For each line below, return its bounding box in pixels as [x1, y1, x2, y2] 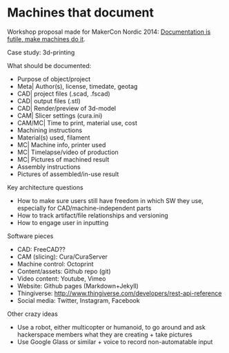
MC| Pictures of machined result [17, 155, 110, 163]
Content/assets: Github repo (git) [17, 267, 111, 275]
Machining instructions [17, 126, 83, 134]
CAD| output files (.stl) [17, 96, 81, 105]
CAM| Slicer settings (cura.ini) [17, 111, 103, 120]
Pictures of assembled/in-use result [17, 170, 119, 178]
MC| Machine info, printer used [17, 140, 106, 149]
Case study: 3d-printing [7, 48, 75, 56]
